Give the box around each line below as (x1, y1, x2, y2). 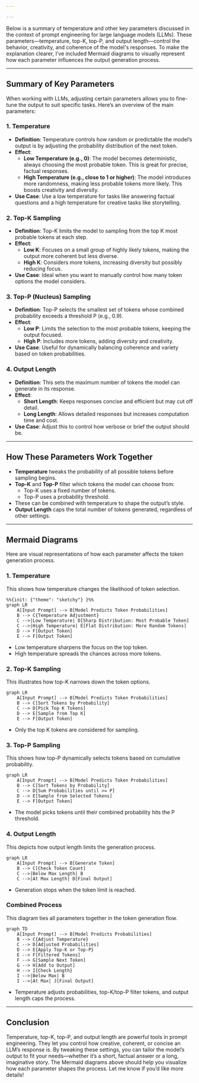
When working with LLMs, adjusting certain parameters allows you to (6, 95, 175, 102)
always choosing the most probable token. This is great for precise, (23, 161, 188, 168)
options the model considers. (14, 278, 86, 285)
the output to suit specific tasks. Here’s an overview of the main (18, 101, 174, 108)
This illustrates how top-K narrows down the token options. (6, 678, 151, 685)
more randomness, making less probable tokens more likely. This (23, 180, 182, 187)
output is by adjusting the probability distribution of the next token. (14, 142, 178, 149)
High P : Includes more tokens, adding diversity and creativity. (23, 338, 174, 345)
